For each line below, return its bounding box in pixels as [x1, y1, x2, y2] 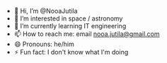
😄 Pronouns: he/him [13, 40, 74, 48]
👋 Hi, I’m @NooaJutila [13, 7, 78, 15]
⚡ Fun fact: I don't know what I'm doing [13, 48, 129, 56]
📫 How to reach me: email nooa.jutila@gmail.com [13, 30, 161, 38]
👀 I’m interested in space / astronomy [13, 14, 123, 23]
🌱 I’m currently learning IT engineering [13, 22, 127, 30]
